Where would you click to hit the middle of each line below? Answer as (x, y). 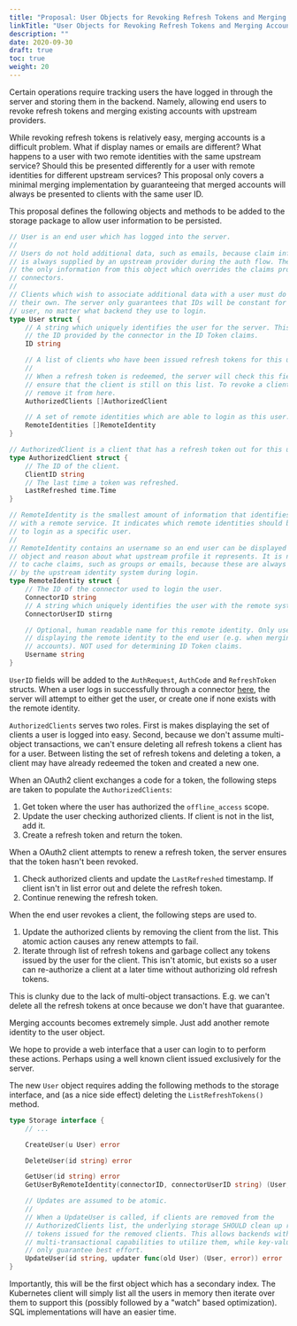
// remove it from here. (71, 393)
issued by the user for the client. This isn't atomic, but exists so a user (149, 960)
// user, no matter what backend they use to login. (108, 311)
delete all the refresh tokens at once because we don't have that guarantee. (147, 1005)
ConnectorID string (61, 597)
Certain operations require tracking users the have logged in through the (141, 92)
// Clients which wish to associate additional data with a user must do (148, 294)
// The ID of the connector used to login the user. (124, 589)
